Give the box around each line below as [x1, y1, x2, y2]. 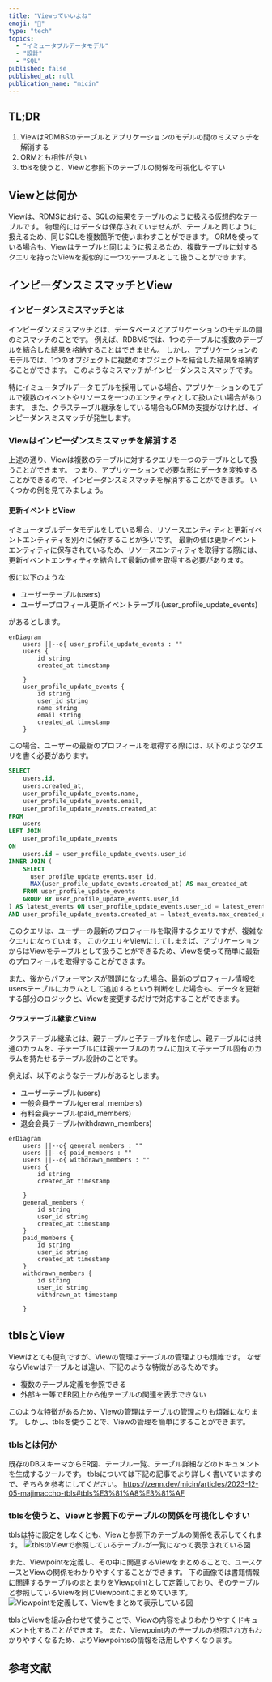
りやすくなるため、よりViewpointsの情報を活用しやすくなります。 [15, 1635, 236, 1646]
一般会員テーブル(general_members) [19, 1098, 142, 1108]
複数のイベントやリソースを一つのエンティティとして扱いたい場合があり [22, 392, 263, 402]
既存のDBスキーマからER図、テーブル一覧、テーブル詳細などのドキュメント [8, 1459, 261, 1469]
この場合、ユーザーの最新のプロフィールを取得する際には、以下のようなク [8, 741, 257, 751]
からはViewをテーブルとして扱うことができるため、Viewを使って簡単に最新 [8, 946, 261, 956]
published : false [8, 65, 67, 73]
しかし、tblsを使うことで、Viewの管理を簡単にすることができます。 [23, 1416, 250, 1427]
